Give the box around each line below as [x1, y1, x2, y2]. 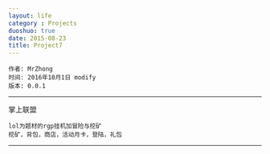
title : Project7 [8, 42, 63, 50]
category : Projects [8, 19, 78, 27]
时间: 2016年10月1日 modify [8, 74, 96, 82]
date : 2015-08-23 [8, 34, 67, 43]
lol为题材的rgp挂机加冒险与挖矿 [8, 122, 102, 131]
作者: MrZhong [8, 65, 54, 73]
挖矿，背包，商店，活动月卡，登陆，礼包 [8, 131, 122, 139]
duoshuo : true [8, 26, 56, 34]
